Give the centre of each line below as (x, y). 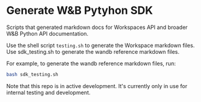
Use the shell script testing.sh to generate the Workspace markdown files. (100, 45)
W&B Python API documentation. (48, 33)
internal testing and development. (48, 92)
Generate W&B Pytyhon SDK (80, 11)
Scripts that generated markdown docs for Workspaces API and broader (97, 27)
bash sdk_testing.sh (33, 74)
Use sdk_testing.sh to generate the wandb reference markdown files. (93, 51)
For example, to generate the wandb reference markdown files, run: (91, 63)
